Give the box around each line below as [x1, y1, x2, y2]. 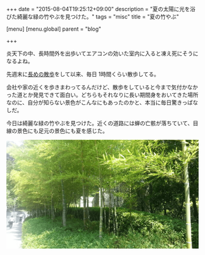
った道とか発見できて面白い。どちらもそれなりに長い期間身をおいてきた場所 [6, 91, 198, 98]
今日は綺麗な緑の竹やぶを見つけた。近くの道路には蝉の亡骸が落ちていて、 [6, 120, 193, 127]
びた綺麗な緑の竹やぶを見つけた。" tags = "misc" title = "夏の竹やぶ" [6, 13, 179, 20]
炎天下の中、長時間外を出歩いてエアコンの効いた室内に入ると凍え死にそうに [6, 50, 199, 57]
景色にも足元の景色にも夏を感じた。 [16, 128, 108, 134]
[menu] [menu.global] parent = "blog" [6, 25, 102, 32]
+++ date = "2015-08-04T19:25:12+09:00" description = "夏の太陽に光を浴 [6, 6, 196, 12]
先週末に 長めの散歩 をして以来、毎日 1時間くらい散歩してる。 [6, 70, 160, 78]
